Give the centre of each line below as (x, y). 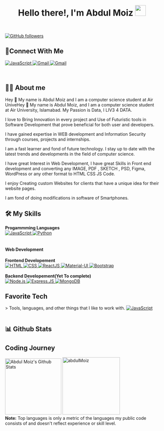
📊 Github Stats (29, 329)
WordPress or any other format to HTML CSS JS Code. (60, 174)
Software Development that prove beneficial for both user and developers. (80, 124)
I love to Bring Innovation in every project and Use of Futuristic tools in (76, 119)
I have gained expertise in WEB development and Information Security (75, 134)
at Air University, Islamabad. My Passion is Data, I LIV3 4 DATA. (69, 110)
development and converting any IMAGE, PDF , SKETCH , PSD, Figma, (75, 168)
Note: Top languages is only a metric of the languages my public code (76, 418)
